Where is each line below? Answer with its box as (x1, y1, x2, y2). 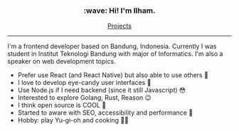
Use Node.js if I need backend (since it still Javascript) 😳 (17, 86, 186, 94)
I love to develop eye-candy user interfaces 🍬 (17, 79, 152, 87)
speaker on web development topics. (7, 57, 116, 66)
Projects (107, 22, 132, 30)
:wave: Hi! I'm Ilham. (83, 6, 156, 16)
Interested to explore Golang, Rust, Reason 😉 (17, 93, 152, 102)
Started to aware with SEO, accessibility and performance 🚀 (17, 108, 193, 117)
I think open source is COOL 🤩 (17, 101, 107, 110)
